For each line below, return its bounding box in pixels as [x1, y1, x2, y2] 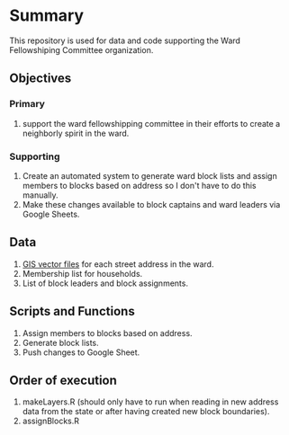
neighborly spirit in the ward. [22, 128, 130, 138]
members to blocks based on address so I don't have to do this [22, 180, 257, 191]
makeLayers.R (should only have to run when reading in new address [22, 396, 279, 407]
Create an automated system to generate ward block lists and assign [22, 170, 277, 181]
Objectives [9, 71, 72, 86]
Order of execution [9, 372, 117, 387]
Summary [9, 5, 84, 26]
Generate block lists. [22, 337, 99, 348]
